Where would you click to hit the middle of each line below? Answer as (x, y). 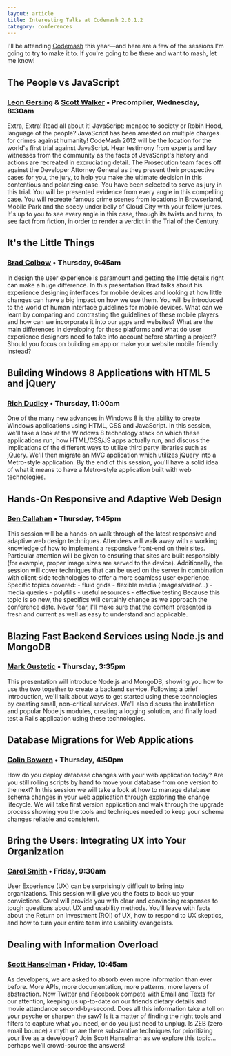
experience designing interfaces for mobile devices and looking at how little (115, 292)
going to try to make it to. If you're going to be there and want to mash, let (112, 53)
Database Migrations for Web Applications (101, 740)
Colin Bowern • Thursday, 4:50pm (66, 760)
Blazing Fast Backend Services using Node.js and (115, 636)
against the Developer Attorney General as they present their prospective (111, 170)
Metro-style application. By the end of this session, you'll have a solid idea (113, 462)
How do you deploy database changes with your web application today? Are (115, 775)
